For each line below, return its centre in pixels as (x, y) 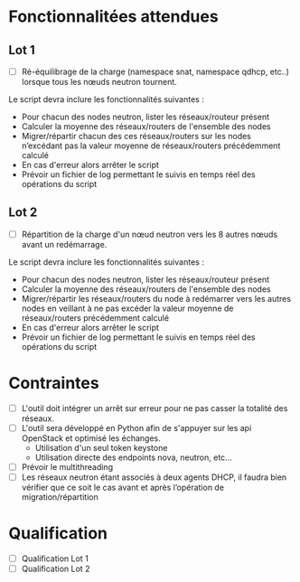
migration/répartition (60, 497)
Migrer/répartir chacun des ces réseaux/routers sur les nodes (136, 136)
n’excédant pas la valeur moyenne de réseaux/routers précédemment (151, 145)
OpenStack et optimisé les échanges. (91, 438)
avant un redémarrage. (64, 244)
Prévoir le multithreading (67, 467)
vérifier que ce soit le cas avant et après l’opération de (123, 488)
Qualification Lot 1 (55, 559)
